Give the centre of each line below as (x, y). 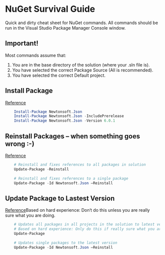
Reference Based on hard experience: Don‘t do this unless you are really (78, 210)
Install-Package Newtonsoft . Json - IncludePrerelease (69, 116)
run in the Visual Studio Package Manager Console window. (66, 28)
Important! (22, 44)
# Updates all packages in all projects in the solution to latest (84, 224)
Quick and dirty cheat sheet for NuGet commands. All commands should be (82, 23)
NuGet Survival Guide (50, 9)
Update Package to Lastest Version (60, 198)
